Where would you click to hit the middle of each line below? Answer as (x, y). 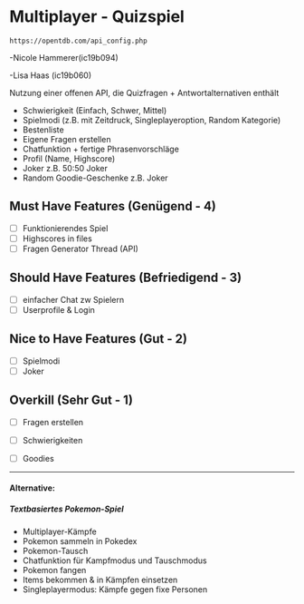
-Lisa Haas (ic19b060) (51, 75)
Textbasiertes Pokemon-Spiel (66, 509)
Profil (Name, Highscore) (69, 158)
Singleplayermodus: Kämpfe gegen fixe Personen (115, 589)
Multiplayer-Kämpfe (59, 531)
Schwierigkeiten (52, 440)
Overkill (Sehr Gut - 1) (71, 400)
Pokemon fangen (54, 570)
